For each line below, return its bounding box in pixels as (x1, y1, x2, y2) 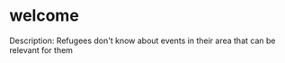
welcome (9, 5, 79, 26)
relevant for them (9, 44, 74, 55)
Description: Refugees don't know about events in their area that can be (9, 35, 276, 46)
